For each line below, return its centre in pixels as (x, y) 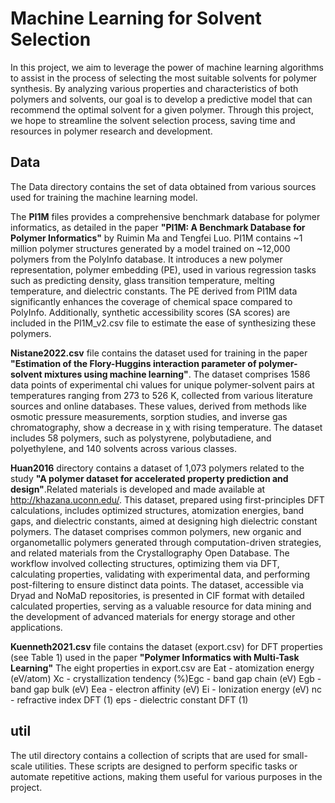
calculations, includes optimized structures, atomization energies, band (157, 510)
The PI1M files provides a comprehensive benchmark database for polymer (165, 216)
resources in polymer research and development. (111, 131)
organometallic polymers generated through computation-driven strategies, (166, 542)
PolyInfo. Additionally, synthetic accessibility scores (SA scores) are (150, 312)
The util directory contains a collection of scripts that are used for (145, 755)
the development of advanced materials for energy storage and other (153, 616)
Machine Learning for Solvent (136, 18)
